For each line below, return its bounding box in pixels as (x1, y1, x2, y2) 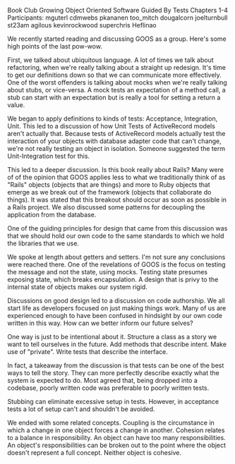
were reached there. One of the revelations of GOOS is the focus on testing (7, 260, 226, 269)
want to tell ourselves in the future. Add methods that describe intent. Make (7, 340, 227, 348)
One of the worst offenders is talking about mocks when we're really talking (7, 78, 227, 87)
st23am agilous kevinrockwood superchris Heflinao (7, 21, 157, 29)
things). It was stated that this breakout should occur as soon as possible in (7, 195, 227, 204)
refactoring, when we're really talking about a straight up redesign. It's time (7, 63, 226, 71)
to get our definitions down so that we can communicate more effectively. (7, 71, 222, 79)
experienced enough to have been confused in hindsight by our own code (7, 312, 222, 319)
